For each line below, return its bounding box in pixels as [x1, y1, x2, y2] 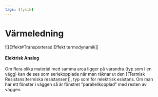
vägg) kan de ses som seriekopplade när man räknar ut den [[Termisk [5, 71, 145, 77]
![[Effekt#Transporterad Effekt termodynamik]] [5, 44, 99, 50]
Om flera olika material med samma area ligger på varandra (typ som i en [5, 66, 152, 72]
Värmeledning [5, 28, 64, 39]
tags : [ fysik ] [5, 7, 34, 12]
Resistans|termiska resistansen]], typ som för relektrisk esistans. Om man [5, 76, 154, 82]
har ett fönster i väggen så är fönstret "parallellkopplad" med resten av [5, 81, 147, 87]
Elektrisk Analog [5, 55, 39, 61]
